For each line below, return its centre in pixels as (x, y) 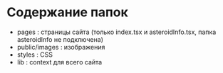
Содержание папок (68, 12)
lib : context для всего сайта (59, 62)
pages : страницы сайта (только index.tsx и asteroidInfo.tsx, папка (116, 32)
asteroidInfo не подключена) (60, 39)
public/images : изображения (61, 47)
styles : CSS (35, 55)
